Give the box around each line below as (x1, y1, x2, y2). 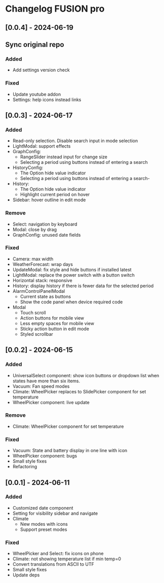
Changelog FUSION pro (5, 3, 105, 15)
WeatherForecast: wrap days (12, 261, 73, 267)
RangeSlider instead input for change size (20, 154, 108, 160)
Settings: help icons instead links (12, 97, 81, 103)
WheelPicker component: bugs (12, 453, 77, 459)
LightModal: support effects (12, 143, 71, 149)
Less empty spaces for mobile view (20, 320, 95, 326)
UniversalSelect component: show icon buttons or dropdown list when (12, 372, 159, 378)
